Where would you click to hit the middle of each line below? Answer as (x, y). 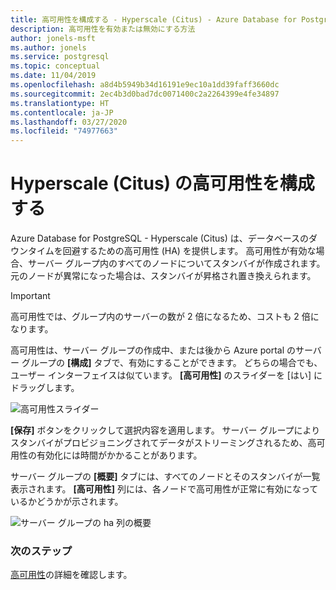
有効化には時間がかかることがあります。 (119, 455)
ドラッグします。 (45, 388)
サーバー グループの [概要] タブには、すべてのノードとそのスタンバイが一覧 (165, 477)
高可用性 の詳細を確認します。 (71, 575)
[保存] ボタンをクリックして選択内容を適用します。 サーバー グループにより (165, 430)
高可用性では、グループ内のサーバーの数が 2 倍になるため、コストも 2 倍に (165, 317)
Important (30, 296)
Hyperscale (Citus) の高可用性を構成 (162, 183)
